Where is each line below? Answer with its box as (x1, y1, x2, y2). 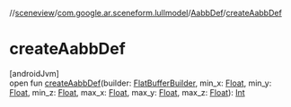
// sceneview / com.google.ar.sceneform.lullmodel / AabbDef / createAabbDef (9, 8, 283, 18)
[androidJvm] (9, 68, 60, 78)
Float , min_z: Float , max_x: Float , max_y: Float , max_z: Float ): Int (9, 86, 245, 97)
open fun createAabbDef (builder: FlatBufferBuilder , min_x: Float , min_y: (9, 78, 272, 88)
